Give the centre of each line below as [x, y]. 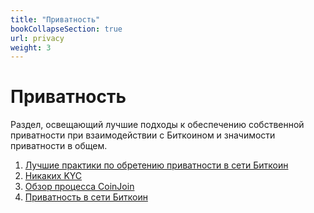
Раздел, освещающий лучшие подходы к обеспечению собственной [157, 125]
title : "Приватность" [55, 19]
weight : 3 [31, 47]
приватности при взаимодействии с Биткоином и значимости [143, 135]
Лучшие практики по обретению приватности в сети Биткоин [156, 165]
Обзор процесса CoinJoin [79, 187]
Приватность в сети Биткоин [86, 197]
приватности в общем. [59, 146]
